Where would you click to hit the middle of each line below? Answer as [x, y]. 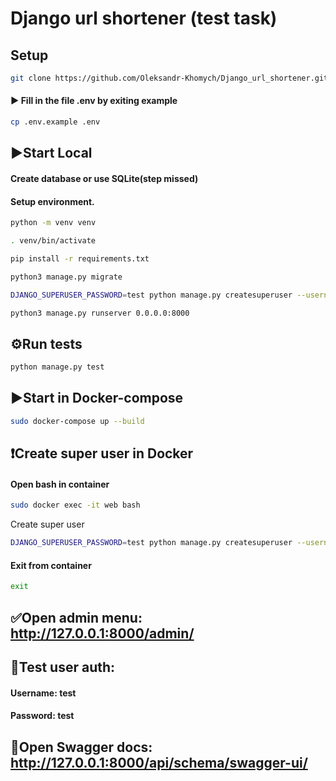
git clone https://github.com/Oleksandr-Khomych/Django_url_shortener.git [169, 78]
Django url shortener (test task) [144, 18]
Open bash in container [60, 484]
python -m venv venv [53, 223]
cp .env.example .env [55, 122]
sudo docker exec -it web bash [75, 505]
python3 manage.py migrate [66, 277]
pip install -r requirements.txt [80, 258]
